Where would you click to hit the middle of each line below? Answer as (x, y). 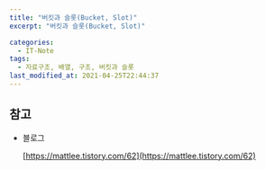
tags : (19, 59)
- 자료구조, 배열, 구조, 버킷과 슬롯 (76, 67)
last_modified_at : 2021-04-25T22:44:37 (84, 76)
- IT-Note (36, 50)
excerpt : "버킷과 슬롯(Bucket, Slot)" (78, 26)
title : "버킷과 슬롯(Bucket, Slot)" (73, 18)
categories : (32, 42)
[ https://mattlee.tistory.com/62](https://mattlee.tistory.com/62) (139, 156)
